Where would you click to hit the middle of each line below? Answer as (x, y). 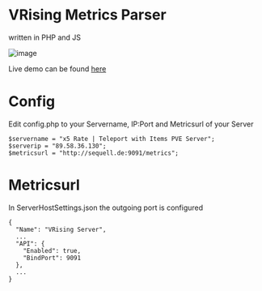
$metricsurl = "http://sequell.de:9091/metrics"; (94, 153)
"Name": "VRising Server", (61, 229)
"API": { (30, 244)
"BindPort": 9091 (52, 258)
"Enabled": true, (52, 250)
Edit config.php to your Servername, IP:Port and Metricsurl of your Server (131, 124)
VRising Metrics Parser (88, 15)
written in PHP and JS (45, 37)
